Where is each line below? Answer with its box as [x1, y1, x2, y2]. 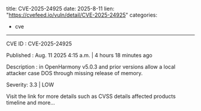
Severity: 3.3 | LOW [6, 81, 54, 88]
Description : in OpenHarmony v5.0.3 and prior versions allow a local [6, 63, 175, 70]
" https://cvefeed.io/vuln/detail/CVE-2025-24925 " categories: [6, 11, 157, 18]
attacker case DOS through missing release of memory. [6, 70, 143, 76]
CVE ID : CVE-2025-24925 [6, 40, 72, 47]
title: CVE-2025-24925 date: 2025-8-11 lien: [6, 5, 115, 12]
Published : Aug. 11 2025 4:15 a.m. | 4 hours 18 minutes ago [6, 52, 153, 58]
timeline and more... [6, 99, 56, 106]
